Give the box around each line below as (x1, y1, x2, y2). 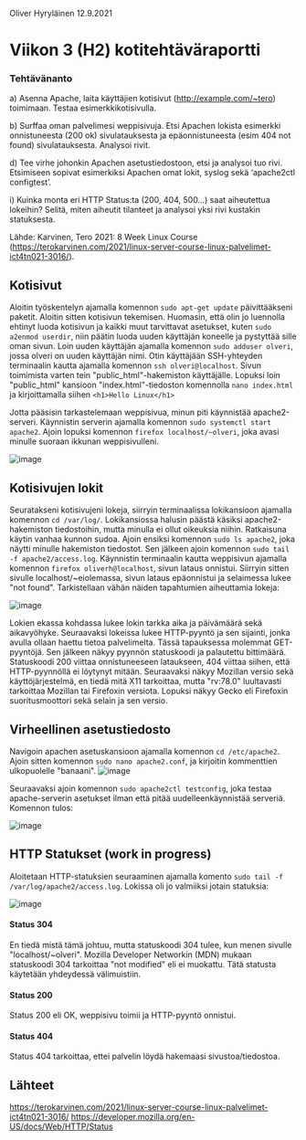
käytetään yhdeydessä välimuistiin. (9, 968, 142, 979)
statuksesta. (9, 214, 56, 225)
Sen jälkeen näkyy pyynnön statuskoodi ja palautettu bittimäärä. (46, 647, 287, 658)
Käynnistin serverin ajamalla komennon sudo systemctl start (39, 417, 272, 427)
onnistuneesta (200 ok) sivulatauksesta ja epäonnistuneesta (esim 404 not (9, 130, 291, 141)
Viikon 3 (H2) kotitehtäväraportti (9, 40, 261, 60)
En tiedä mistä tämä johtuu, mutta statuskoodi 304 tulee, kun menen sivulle (9, 939, 292, 950)
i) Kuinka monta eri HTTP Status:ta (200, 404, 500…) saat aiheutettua (9, 195, 271, 206)
